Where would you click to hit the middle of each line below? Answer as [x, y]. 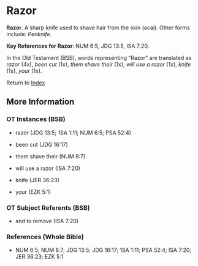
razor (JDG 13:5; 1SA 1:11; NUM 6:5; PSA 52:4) [73, 133]
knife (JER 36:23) [37, 180]
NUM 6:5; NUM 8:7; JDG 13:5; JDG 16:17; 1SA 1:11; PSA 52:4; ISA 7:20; [103, 250]
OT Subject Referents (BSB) [48, 207]
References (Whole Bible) [45, 237]
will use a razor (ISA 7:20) [48, 168]
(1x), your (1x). [24, 70]
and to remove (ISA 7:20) [47, 221]
